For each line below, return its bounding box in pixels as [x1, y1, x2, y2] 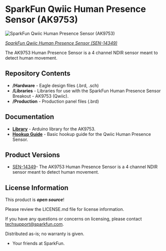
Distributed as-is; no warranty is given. [5, 231, 85, 237]
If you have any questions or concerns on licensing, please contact [5, 216, 142, 222]
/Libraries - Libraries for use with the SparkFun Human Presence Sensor [12, 88, 161, 94]
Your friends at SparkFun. [12, 241, 65, 247]
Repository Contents [5, 69, 71, 78]
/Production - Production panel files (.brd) [12, 98, 99, 104]
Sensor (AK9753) [5, 14, 78, 25]
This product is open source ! [5, 197, 64, 203]
